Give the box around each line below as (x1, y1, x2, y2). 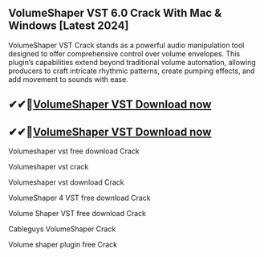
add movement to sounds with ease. (8, 74, 128, 84)
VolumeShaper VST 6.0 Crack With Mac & (8, 6, 222, 20)
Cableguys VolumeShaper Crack (8, 224, 116, 234)
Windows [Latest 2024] (8, 19, 129, 33)
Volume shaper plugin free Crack (8, 240, 118, 250)
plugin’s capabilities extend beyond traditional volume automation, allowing (8, 57, 256, 67)
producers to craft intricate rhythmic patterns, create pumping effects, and (8, 66, 255, 75)
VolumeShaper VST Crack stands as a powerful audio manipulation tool (8, 40, 245, 50)
